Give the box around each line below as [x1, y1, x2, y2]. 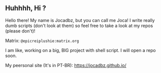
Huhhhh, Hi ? [5, 4, 46, 12]
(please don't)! [5, 27, 35, 34]
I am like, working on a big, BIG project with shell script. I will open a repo [5, 47, 156, 53]
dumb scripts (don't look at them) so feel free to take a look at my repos [5, 22, 153, 28]
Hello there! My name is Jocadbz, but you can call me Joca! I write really [5, 17, 155, 23]
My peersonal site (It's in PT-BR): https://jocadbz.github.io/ [5, 62, 126, 68]
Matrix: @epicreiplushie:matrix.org [5, 37, 79, 43]
